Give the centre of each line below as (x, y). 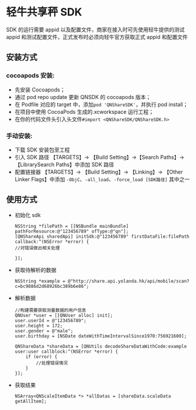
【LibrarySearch (35, 164)
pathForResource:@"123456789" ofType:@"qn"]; (71, 231)
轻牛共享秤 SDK (44, 12)
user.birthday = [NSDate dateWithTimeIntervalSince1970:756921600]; (101, 336)
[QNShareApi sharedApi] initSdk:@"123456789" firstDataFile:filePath (102, 237)
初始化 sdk (28, 215)
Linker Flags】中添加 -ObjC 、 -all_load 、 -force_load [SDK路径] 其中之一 (102, 179)
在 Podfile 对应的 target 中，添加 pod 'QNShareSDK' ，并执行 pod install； (101, 104)
